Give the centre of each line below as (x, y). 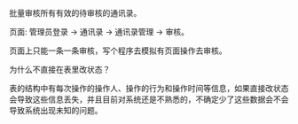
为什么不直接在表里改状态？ (60, 70)
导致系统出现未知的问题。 (56, 110)
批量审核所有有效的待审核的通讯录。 (75, 13)
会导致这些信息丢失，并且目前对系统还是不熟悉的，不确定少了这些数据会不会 (149, 99)
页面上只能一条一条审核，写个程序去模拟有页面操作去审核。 (118, 50)
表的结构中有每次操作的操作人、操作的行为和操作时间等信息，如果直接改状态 (149, 88)
